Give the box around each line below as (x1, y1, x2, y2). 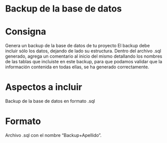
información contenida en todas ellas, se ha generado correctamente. (5, 64, 149, 70)
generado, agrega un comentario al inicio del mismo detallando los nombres (5, 53, 162, 59)
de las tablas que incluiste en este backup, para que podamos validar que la (5, 59, 162, 65)
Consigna (5, 26, 46, 38)
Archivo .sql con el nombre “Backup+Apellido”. (5, 132, 102, 138)
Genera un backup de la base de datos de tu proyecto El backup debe (5, 43, 150, 49)
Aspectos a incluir (5, 81, 82, 93)
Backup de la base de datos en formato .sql (5, 98, 95, 104)
